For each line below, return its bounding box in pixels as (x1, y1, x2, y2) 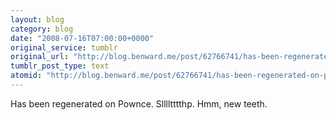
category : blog (10, 24, 74, 34)
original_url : (10, 52, 70, 62)
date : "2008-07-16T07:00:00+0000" (10, 33, 155, 43)
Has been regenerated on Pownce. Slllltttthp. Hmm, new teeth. (10, 97, 268, 110)
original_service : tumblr (10, 42, 118, 53)
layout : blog (10, 14, 65, 25)
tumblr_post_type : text (10, 61, 110, 71)
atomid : (10, 71, 43, 81)
